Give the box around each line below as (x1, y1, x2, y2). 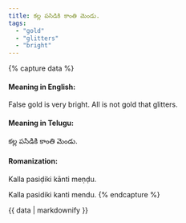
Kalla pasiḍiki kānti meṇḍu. (8, 174, 97, 184)
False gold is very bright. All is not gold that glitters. (8, 99, 178, 109)
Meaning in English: (8, 82, 76, 91)
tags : (8, 19, 26, 27)
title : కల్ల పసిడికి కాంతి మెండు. (8, 11, 100, 20)
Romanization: (8, 156, 59, 166)
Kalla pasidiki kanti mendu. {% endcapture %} (8, 189, 160, 199)
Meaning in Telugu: (8, 118, 75, 128)
